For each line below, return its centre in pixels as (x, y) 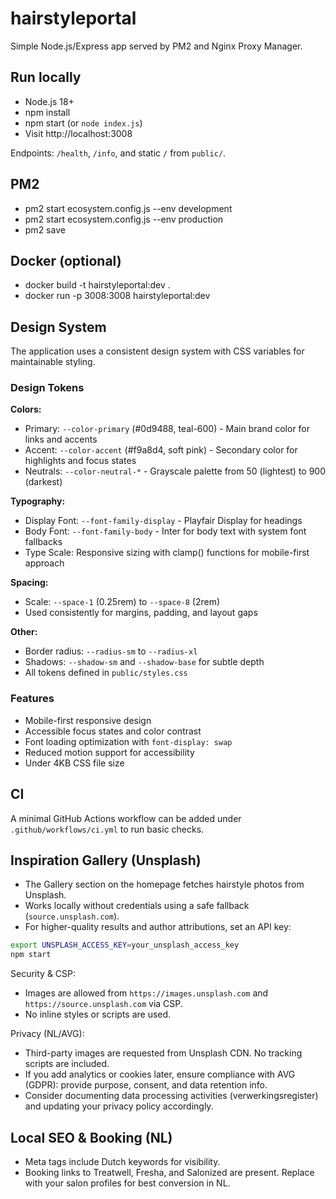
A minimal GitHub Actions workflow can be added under (126, 818)
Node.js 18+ (49, 101)
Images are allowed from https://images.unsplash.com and (146, 993)
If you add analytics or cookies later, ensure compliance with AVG (160, 1074)
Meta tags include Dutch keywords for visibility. (122, 1161)
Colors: (26, 409)
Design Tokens (47, 388)
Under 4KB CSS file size (74, 763)
